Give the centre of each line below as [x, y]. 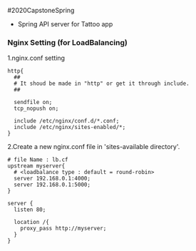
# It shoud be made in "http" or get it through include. [102, 84]
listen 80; [30, 210]
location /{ [32, 222]
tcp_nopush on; [36, 109]
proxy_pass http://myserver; [63, 229]
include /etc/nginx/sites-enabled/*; [70, 128]
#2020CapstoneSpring [41, 10]
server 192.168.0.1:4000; [52, 179]
